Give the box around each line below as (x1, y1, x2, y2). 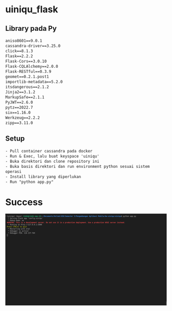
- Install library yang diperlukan (5, 174, 81, 179)
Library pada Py (5, 24, 57, 33)
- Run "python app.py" (5, 179, 54, 184)
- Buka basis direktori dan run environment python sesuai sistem (5, 164, 150, 169)
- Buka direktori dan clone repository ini (5, 159, 100, 164)
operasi (5, 169, 22, 174)
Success (5, 197, 43, 208)
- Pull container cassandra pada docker (5, 148, 93, 153)
